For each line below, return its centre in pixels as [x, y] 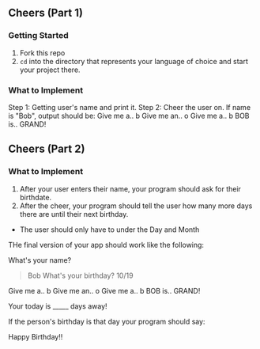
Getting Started [38, 36]
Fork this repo [42, 53]
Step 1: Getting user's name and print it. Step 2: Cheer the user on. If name [130, 107]
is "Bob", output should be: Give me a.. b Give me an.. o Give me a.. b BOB [129, 116]
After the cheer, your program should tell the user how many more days [136, 206]
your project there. [50, 70]
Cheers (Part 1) [45, 13]
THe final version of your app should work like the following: [106, 245]
